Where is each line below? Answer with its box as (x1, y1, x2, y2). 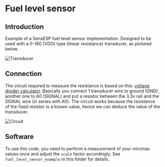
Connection (5, 70, 42, 78)
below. (5, 46, 19, 52)
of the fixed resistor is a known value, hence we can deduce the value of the (5, 104, 161, 110)
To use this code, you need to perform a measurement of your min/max (5, 145, 150, 151)
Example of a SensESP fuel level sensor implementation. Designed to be (5, 35, 152, 41)
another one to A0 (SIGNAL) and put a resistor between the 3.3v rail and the (5, 93, 159, 99)
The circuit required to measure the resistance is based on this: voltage (5, 83, 150, 88)
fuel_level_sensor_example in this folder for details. (5, 156, 110, 162)
